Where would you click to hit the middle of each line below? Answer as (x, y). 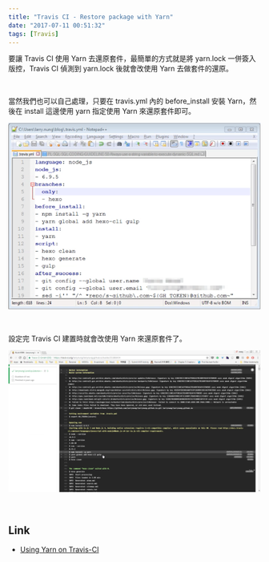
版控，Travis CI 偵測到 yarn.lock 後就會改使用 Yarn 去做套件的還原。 (121, 69)
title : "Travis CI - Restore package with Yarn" (91, 17)
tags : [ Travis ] (34, 34)
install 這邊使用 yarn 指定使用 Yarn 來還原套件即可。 (110, 111)
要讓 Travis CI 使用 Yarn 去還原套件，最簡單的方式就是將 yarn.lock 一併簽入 (132, 59)
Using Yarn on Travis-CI (59, 549)
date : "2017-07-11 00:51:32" (57, 25)
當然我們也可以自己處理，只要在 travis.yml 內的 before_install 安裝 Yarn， (129, 101)
